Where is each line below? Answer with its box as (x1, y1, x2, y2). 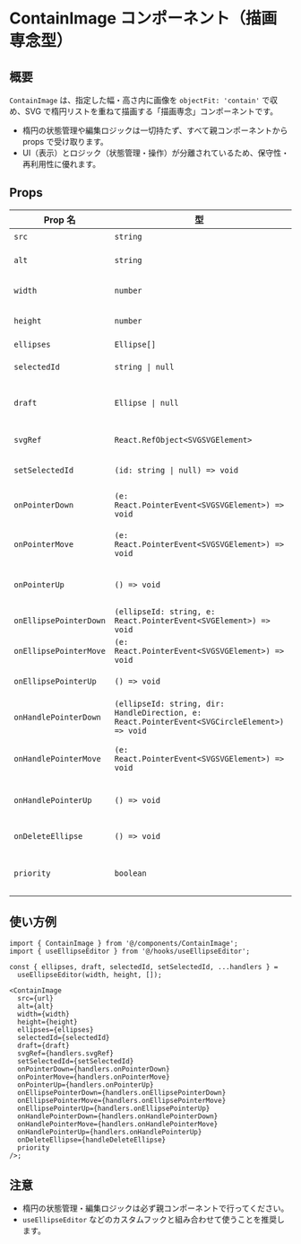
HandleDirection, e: (114, 707, 202, 718)
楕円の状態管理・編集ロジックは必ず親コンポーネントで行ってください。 (21, 1203, 289, 1213)
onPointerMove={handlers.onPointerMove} (17, 1072, 170, 1081)
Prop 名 (43, 213, 76, 225)
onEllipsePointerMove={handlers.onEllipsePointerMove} (17, 1096, 227, 1105)
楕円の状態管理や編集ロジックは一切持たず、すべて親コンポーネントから (21, 125, 288, 136)
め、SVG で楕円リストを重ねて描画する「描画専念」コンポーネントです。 (9, 106, 279, 117)
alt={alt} (17, 1001, 54, 1010)
